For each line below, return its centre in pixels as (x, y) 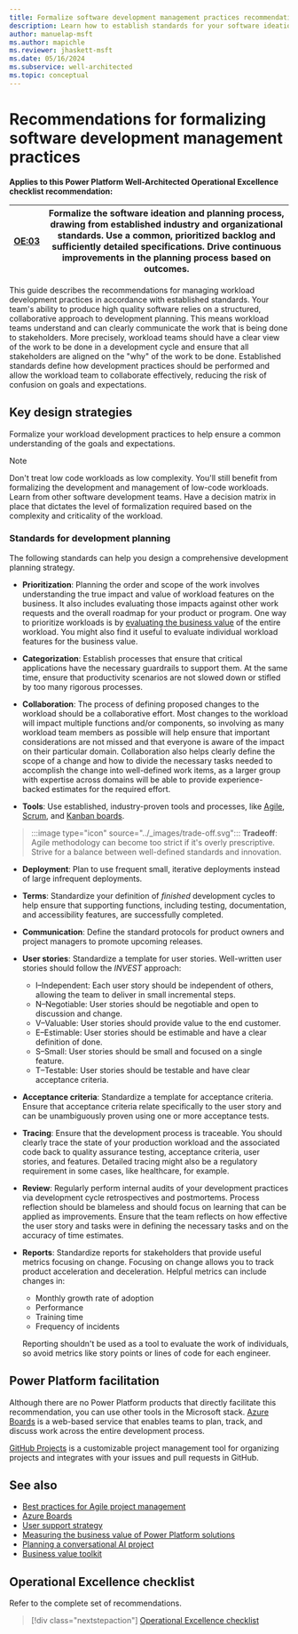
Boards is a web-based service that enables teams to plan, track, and (136, 1421)
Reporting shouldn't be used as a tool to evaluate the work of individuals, (155, 1343)
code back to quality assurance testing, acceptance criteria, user (141, 1151)
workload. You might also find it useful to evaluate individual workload (150, 631)
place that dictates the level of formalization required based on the (131, 506)
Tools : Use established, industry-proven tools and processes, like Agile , (153, 806)
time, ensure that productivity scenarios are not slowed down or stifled (151, 677)
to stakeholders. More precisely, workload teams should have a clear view (145, 337)
